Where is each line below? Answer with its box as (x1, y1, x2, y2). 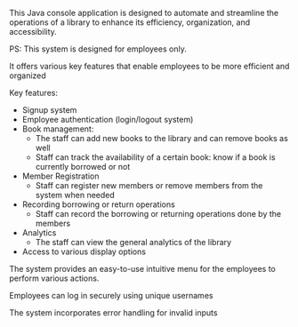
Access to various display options (21, 246, 147, 257)
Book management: (21, 124, 94, 134)
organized (9, 70, 46, 81)
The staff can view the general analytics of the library (35, 237, 232, 247)
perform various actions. (9, 273, 100, 283)
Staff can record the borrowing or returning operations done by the (35, 209, 282, 219)
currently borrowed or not (35, 162, 131, 171)
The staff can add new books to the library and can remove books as (35, 133, 289, 143)
